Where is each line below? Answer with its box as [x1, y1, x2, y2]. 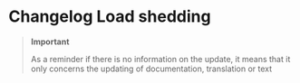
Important [30, 36, 70, 47]
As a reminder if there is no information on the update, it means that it [30, 53, 291, 64]
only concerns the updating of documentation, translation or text [30, 63, 273, 74]
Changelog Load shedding [8, 6, 211, 27]
